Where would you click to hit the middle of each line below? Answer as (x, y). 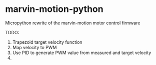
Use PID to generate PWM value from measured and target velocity (82, 53)
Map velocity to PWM (34, 47)
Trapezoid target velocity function (47, 42)
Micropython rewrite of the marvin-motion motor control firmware (73, 23)
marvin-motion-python (54, 9)
